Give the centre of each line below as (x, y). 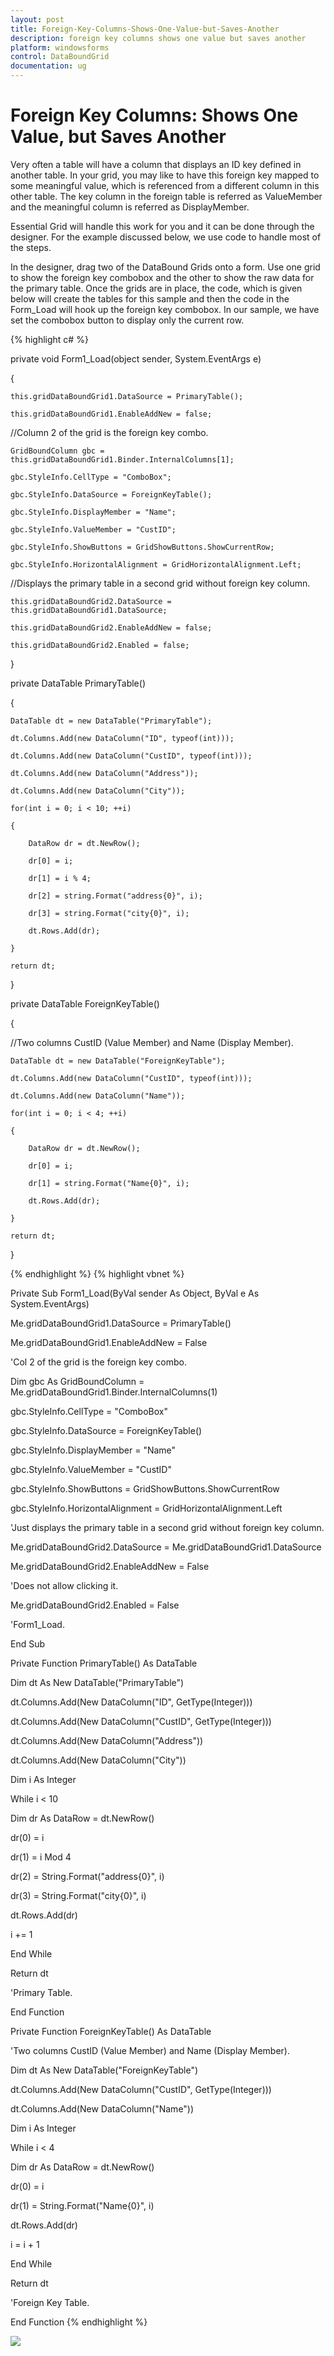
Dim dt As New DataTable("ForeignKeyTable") (104, 2070)
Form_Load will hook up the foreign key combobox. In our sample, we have (165, 309)
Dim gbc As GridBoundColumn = (77, 1381)
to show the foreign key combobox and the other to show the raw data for (162, 277)
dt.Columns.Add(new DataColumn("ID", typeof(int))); (122, 738)
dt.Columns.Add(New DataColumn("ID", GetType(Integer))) (131, 1702)
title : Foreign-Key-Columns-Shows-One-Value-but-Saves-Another (145, 29)
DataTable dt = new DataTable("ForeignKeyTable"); (118, 1061)
